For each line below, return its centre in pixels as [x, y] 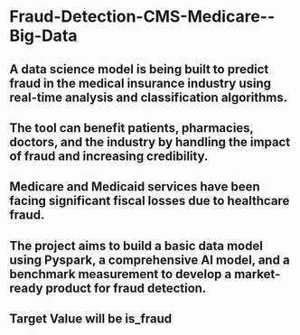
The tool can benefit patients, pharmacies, [131, 128]
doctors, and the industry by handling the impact [150, 142]
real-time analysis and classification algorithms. [149, 97]
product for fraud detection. [126, 288]
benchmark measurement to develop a [121, 274]
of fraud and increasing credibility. [109, 156]
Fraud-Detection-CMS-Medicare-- [142, 17]
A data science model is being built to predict [139, 69]
